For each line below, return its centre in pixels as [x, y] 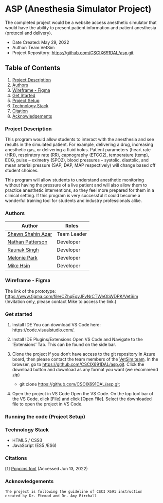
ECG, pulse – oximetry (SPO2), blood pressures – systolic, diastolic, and [77, 160]
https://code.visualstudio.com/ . [43, 330]
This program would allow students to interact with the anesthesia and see [80, 140]
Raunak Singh [23, 250]
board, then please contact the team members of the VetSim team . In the [85, 359]
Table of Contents [33, 68]
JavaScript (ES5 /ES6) [34, 445]
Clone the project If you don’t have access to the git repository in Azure [84, 354]
